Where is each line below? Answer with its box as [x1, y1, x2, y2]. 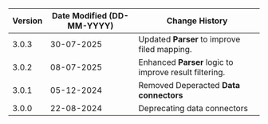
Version [12, 15, 43, 26]
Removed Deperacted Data [138, 80, 241, 90]
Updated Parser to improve [138, 34, 241, 45]
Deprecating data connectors [138, 103, 249, 114]
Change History [166, 15, 228, 26]
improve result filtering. [138, 67, 226, 78]
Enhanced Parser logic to [138, 57, 234, 67]
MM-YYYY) [67, 20, 114, 31]
